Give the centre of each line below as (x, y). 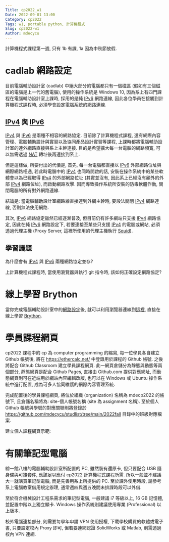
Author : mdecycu (22, 33)
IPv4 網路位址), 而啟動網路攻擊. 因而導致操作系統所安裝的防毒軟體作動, (84, 184)
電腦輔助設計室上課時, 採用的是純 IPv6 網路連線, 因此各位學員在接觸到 (87, 98)
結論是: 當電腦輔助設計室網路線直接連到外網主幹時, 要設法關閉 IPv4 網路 (80, 201)
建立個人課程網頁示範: (28, 431)
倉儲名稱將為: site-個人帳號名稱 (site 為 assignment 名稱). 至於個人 (90, 401)
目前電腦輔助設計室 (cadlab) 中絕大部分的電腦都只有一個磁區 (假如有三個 (81, 85)
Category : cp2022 (23, 19)
